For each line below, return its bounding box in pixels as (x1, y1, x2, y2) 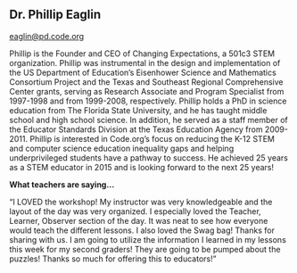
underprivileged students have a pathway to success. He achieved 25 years (9, 152, 288, 163)
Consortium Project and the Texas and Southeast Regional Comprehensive (9, 76, 284, 87)
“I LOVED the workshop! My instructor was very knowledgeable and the (9, 196, 273, 207)
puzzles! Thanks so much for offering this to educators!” (9, 253, 217, 264)
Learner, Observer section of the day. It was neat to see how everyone (9, 215, 268, 226)
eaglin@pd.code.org (9, 30, 85, 41)
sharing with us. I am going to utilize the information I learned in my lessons (9, 234, 287, 244)
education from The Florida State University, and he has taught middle (9, 104, 268, 115)
